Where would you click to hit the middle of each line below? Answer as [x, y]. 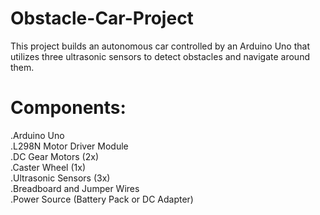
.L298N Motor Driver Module [69, 146]
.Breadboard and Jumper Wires [75, 188]
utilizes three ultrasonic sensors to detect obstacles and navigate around [160, 56]
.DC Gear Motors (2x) [54, 156]
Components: [68, 108]
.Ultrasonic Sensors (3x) [60, 178]
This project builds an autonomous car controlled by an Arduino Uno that [160, 46]
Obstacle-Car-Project [102, 18]
